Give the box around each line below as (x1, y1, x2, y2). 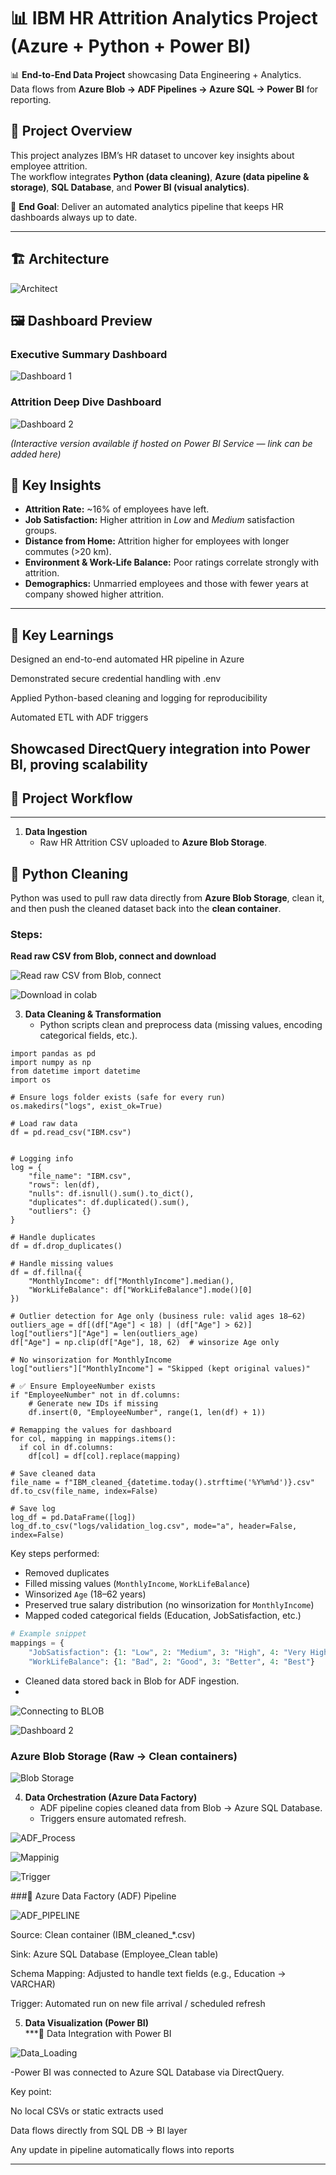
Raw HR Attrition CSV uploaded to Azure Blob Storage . (39, 836, 268, 849)
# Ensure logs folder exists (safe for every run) (10, 1093, 226, 1103)
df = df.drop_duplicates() (10, 1241, 123, 1252)
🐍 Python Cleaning (10, 865, 129, 882)
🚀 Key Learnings (10, 626, 115, 644)
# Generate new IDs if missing (28, 1399, 159, 1409)
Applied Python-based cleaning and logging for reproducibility (10, 692, 268, 704)
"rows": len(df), (28, 1180, 101, 1190)
